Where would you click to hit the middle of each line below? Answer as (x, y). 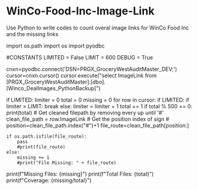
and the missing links (32, 34)
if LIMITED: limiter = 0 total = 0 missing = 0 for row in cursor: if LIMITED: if (98, 100)
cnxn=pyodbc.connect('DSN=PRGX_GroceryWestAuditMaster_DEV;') (92, 69)
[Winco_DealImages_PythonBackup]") (53, 88)
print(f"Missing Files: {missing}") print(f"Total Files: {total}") (80, 174)
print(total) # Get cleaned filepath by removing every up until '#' (85, 112)
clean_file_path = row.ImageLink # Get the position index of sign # (88, 119)
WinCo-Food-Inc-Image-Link (80, 11)
